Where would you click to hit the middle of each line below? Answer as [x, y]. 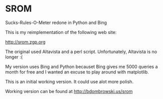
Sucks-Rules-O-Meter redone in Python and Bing [56, 22]
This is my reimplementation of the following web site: [61, 32]
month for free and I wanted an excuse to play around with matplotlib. [77, 72]
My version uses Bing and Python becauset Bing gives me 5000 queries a [81, 66]
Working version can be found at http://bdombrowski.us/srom [69, 91]
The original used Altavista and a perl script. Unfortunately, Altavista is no [81, 51]
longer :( [14, 57]
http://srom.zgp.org [25, 42]
